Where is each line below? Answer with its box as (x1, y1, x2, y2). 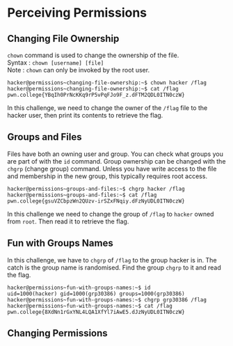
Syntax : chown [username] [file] (7, 58, 104, 67)
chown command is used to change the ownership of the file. (7, 51, 179, 59)
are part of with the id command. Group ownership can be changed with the (7, 157, 226, 165)
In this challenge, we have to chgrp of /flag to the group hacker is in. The (7, 255, 217, 264)
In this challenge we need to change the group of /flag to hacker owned (7, 210, 214, 218)
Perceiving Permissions (7, 5, 147, 21)
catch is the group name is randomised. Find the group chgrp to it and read (7, 263, 221, 272)
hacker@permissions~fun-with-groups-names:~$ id (7, 284, 151, 291)
